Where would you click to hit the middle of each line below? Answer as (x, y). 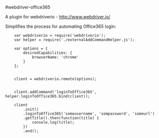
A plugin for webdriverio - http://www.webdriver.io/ (58, 17)
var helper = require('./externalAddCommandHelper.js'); (75, 40)
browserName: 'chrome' (55, 57)
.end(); (31, 131)
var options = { (31, 49)
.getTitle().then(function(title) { (61, 118)
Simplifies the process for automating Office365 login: (61, 26)
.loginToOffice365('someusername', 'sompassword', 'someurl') (89, 114)
